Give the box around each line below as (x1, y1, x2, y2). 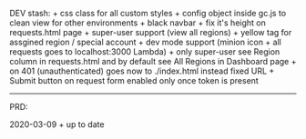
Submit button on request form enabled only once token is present (9, 75, 260, 85)
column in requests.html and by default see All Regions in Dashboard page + (9, 56, 297, 66)
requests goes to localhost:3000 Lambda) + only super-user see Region (9, 46, 280, 57)
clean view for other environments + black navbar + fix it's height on (9, 17, 266, 28)
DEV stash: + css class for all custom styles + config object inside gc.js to (9, 8, 287, 18)
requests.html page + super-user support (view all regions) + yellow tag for (9, 27, 292, 37)
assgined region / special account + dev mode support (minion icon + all (9, 36, 282, 47)
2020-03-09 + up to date (9, 119, 105, 130)
